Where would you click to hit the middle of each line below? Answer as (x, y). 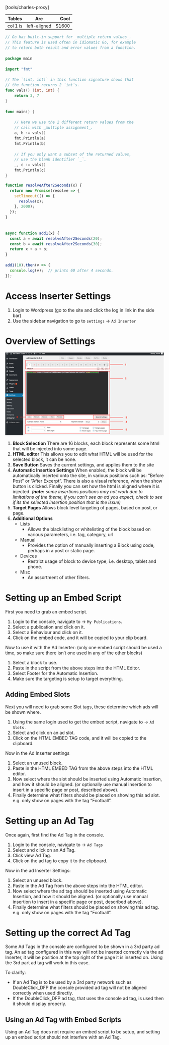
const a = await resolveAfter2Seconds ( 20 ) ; (56, 239)
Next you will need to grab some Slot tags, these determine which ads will (82, 707)
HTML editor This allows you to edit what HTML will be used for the (83, 454)
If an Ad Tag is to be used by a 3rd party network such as (72, 982)
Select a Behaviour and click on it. (48, 632)
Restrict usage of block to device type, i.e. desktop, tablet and (92, 561)
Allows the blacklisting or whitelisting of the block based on (89, 529)
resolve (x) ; (31, 201)
